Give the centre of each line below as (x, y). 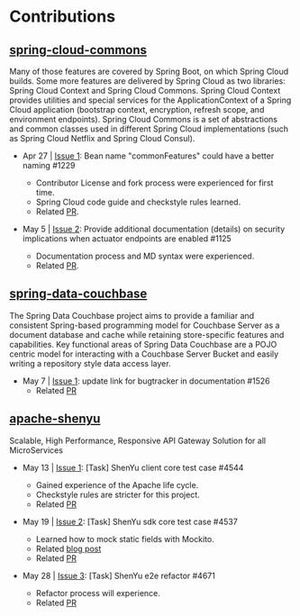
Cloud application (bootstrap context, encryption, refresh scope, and (137, 109)
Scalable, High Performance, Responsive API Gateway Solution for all (138, 440)
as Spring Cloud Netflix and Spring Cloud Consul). (102, 138)
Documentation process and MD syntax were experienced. (145, 256)
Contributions (62, 17)
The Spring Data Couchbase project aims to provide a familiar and (132, 315)
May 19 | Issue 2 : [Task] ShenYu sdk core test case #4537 (130, 521)
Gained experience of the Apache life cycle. (117, 485)
